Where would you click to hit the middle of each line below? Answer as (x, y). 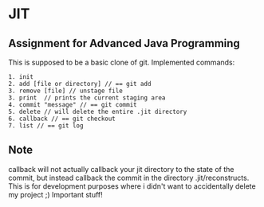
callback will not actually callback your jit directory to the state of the (121, 169)
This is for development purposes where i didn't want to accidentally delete (132, 186)
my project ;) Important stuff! (56, 194)
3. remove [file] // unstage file (66, 91)
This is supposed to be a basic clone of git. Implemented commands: (122, 62)
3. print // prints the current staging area (87, 98)
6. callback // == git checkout (62, 119)
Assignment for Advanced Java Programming (124, 43)
